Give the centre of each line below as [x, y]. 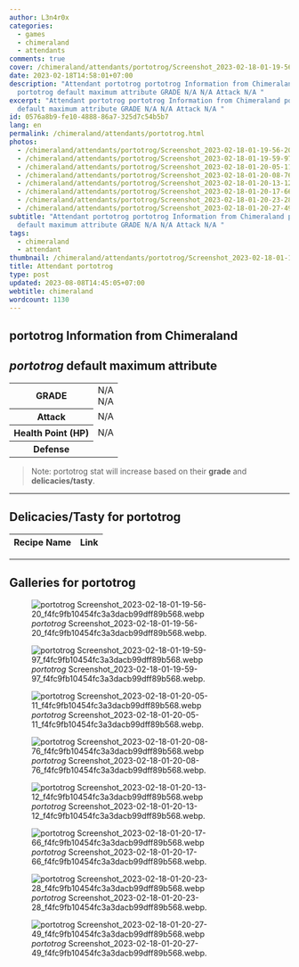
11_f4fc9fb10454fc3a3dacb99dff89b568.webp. [118, 724]
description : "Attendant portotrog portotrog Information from [129, 84]
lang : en [25, 126]
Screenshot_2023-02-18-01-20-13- [133, 806]
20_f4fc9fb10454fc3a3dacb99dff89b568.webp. [119, 632]
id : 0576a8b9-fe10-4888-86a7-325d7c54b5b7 [89, 117]
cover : [21, 68]
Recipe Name [43, 542]
